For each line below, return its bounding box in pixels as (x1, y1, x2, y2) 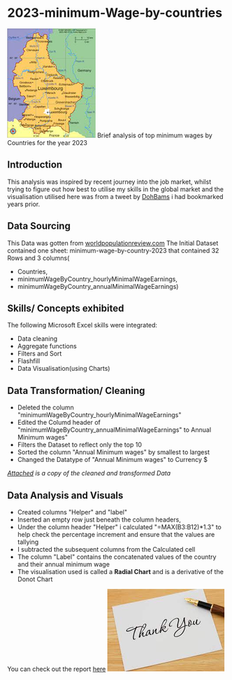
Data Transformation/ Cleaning (7, 384, 145, 397)
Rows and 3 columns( (7, 254, 70, 262)
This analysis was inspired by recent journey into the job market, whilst (7, 177, 212, 186)
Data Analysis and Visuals (7, 489, 124, 501)
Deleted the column (17, 403, 75, 412)
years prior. (7, 200, 41, 208)
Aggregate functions (17, 342, 77, 351)
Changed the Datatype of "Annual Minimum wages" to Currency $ (17, 456, 208, 464)
